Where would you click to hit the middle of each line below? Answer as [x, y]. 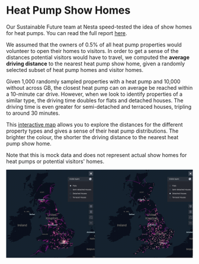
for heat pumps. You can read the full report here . [67, 33]
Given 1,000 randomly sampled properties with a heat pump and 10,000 [93, 81]
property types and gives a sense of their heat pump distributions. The [92, 131]
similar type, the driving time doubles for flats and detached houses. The [95, 100]
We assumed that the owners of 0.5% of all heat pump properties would [94, 45]
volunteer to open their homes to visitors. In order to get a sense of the [92, 51]
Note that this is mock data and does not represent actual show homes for [97, 155]
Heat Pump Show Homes [68, 10]
